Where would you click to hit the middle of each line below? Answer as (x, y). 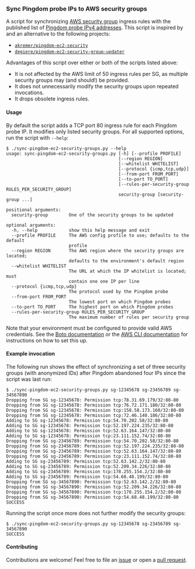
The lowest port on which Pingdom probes (120, 302)
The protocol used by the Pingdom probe (118, 292)
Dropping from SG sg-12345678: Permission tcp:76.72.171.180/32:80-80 (94, 405)
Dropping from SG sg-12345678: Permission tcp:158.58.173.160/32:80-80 (95, 410)
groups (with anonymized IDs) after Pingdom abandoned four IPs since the (96, 373)
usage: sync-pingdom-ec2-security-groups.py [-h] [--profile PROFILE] (94, 154)
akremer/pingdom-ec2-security (51, 46)
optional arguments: (31, 225)
